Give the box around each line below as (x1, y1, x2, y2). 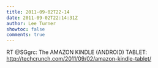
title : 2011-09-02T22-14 (6, 9, 70, 15)
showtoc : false (6, 26, 45, 32)
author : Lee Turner (6, 20, 56, 26)
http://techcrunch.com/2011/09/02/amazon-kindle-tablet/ (6, 55, 152, 62)
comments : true (6, 32, 45, 38)
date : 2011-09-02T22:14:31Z (6, 15, 78, 21)
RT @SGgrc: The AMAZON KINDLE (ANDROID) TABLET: (6, 48, 148, 56)
